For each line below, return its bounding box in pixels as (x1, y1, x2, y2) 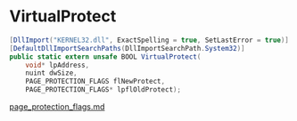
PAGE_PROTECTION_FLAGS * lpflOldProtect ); (25, 85, 181, 94)
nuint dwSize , (25, 69, 78, 77)
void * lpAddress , (25, 60, 90, 69)
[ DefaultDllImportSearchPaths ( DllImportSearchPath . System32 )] (9, 44, 245, 52)
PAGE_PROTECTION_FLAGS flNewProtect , (25, 77, 166, 86)
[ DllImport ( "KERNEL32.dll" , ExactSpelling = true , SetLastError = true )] (9, 36, 290, 44)
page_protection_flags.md (9, 101, 105, 112)
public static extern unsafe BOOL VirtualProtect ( (9, 52, 202, 61)
